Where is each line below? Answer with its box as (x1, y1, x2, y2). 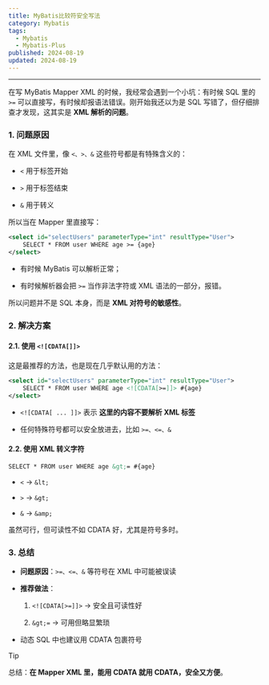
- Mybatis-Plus (15, 42, 66, 50)
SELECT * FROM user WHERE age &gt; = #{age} (8, 463, 156, 471)
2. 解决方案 (8, 320, 51, 331)
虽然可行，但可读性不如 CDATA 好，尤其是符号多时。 (8, 524, 183, 534)
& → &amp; (19, 508, 53, 518)
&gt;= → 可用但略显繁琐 (31, 618, 110, 627)
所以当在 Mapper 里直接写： (8, 218, 102, 227)
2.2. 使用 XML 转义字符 (8, 444, 85, 454)
